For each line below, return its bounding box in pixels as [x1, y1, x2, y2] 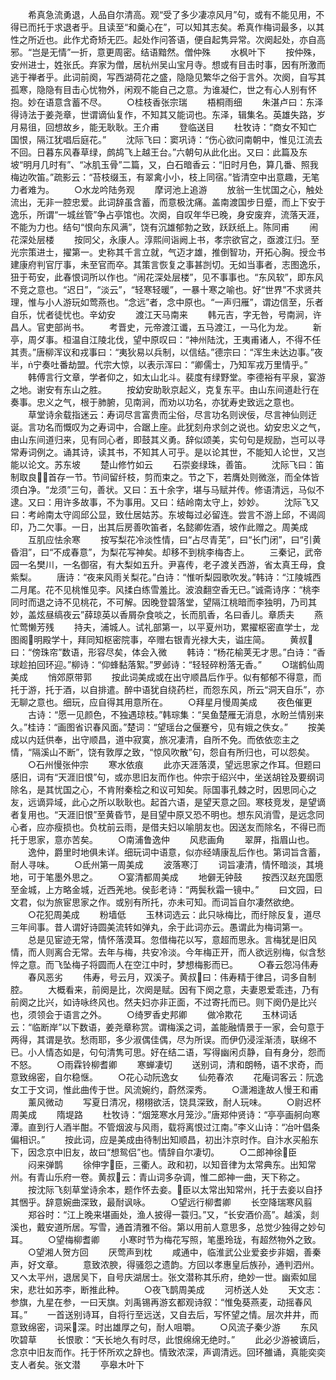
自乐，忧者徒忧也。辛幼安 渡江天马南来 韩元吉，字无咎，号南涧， [10, 309, 313, 320]
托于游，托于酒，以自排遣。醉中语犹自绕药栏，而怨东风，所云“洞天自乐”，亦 [10, 684, 325, 695]
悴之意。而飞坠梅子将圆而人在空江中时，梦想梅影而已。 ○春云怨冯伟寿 [10, 959, 319, 970]
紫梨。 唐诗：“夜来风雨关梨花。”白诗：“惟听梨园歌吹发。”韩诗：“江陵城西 [10, 571, 322, 583]
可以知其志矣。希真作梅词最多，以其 [175, 21, 325, 33]
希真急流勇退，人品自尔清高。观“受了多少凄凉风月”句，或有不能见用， [27, 9, 317, 20]
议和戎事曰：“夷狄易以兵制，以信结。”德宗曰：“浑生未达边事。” [62, 346, 315, 358]
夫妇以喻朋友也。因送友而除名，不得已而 [158, 821, 326, 833]
